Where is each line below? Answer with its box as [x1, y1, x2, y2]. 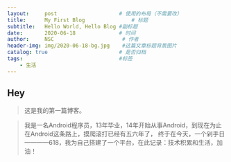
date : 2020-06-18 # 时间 [7, 29, 136, 37]
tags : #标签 [7, 55, 133, 62]
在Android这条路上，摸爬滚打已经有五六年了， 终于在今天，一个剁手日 [24, 129, 225, 138]
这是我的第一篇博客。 [24, 107, 85, 115]
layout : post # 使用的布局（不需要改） [7, 10, 182, 17]
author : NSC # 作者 [7, 36, 139, 43]
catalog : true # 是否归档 [7, 49, 146, 56]
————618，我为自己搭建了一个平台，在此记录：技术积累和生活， [24, 138, 217, 147]
